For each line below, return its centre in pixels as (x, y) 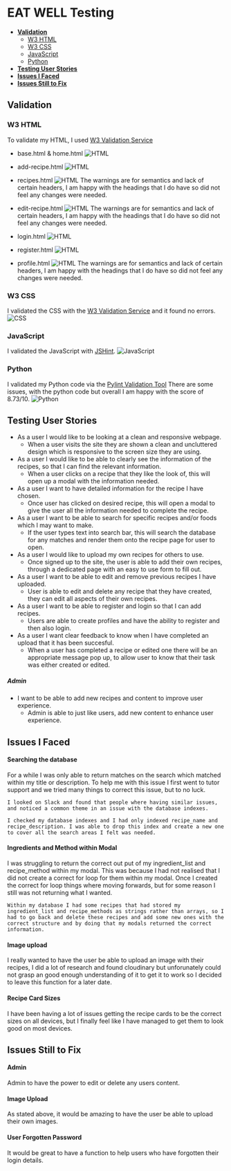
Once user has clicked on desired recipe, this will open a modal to (121, 504)
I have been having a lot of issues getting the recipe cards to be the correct (114, 1013)
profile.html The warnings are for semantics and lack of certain (120, 263)
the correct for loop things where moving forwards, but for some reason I (111, 885)
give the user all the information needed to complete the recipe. (118, 510)
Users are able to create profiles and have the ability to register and (123, 621)
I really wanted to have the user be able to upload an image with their (105, 960)
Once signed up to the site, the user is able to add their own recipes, (125, 562)
